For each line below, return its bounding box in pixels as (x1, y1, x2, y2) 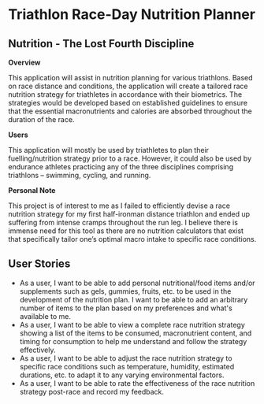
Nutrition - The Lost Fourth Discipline (8, 37, 195, 50)
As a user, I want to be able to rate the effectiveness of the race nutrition (19, 378, 255, 387)
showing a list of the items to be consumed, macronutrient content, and (19, 328, 252, 338)
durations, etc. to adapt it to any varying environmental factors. (19, 370, 225, 380)
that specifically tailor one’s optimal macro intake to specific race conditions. (8, 235, 257, 243)
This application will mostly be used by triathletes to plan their (8, 146, 210, 154)
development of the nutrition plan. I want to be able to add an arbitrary (19, 295, 248, 304)
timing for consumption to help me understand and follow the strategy (19, 336, 247, 346)
